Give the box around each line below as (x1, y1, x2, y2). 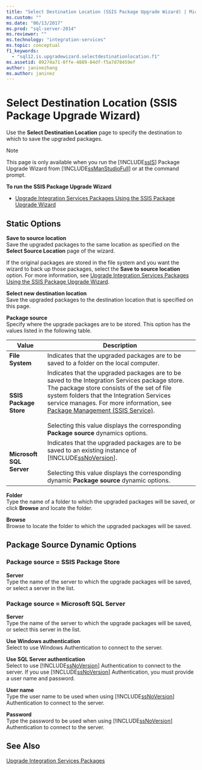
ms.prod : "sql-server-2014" (6, 25, 77, 32)
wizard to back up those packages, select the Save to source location (6, 265, 180, 273)
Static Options (6, 218, 61, 229)
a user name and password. (6, 674, 75, 682)
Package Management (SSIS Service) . (47, 407, 155, 414)
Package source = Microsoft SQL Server (6, 599, 126, 608)
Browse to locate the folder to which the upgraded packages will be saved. (6, 523, 192, 529)
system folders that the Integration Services (47, 392, 171, 399)
